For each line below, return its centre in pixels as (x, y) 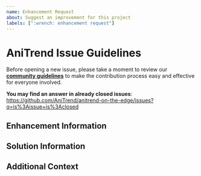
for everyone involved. (34, 83)
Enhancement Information (56, 126)
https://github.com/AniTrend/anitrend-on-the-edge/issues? (80, 101)
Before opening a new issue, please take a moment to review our (87, 69)
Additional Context (42, 167)
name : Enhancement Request (40, 12)
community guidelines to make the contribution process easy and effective (101, 76)
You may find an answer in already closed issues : (69, 94)
